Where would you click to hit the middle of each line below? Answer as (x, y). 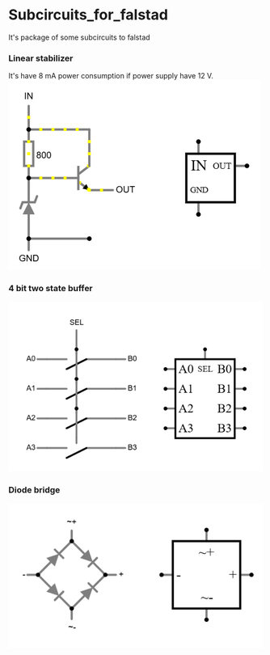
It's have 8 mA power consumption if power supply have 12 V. (111, 76)
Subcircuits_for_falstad (88, 15)
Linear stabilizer (41, 58)
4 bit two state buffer (51, 289)
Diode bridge (34, 490)
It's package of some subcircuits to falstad (80, 37)
